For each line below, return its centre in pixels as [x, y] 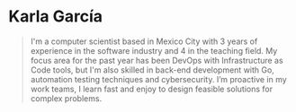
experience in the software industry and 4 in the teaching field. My [154, 50]
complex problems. [66, 98]
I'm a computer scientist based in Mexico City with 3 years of [144, 41]
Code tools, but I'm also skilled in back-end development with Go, [152, 70]
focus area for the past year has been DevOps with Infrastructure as [157, 60]
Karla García [56, 17]
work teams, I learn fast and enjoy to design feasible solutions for [152, 89]
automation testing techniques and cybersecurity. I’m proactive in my [158, 79]
